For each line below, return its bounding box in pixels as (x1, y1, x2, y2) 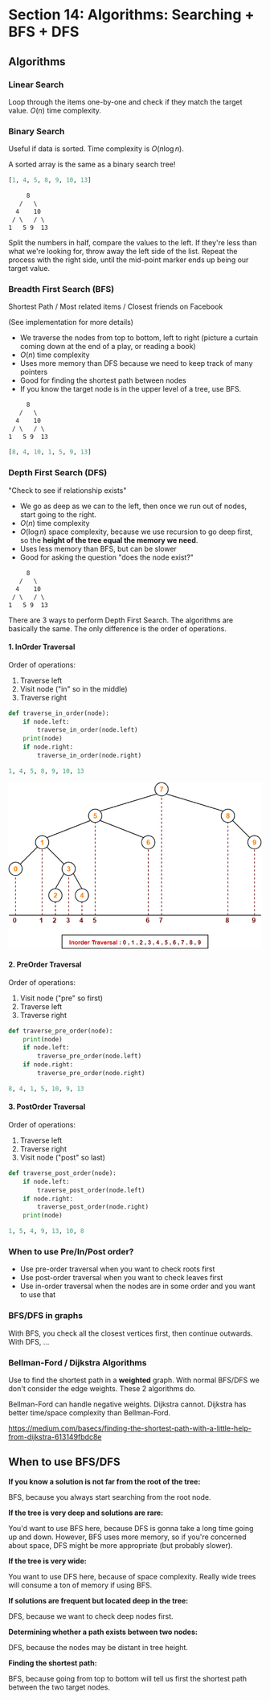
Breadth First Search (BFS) (8, 283, 115, 294)
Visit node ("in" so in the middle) (19, 684, 128, 693)
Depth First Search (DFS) (8, 467, 108, 478)
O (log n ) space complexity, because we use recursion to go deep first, (19, 527, 253, 536)
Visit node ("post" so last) (19, 1152, 106, 1162)
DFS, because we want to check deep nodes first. (8, 1611, 174, 1621)
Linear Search (8, 79, 64, 90)
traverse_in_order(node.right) (37, 752, 142, 760)
